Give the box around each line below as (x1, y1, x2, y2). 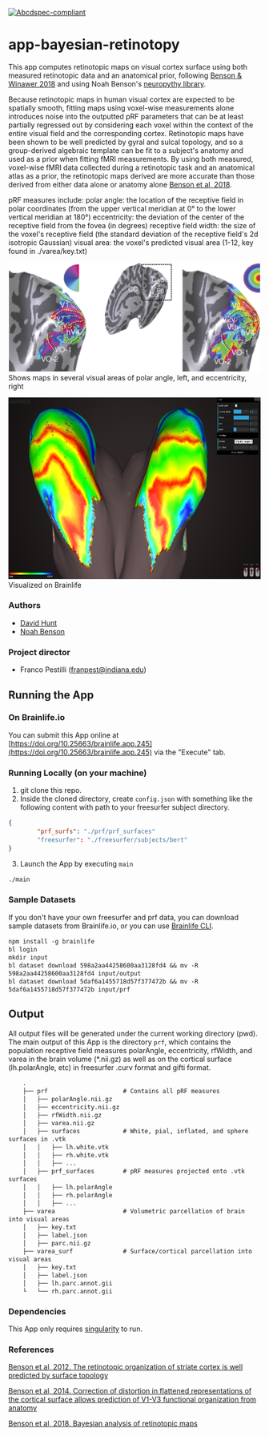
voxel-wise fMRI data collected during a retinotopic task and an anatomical (8, 163, 255, 172)
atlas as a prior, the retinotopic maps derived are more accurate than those (8, 171, 255, 180)
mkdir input (8, 953, 48, 961)
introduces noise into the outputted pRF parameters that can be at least (8, 111, 244, 121)
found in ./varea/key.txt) (8, 246, 88, 255)
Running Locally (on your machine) (8, 767, 147, 778)
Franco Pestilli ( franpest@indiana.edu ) (19, 665, 147, 674)
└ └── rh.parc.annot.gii (22, 1287, 113, 1295)
